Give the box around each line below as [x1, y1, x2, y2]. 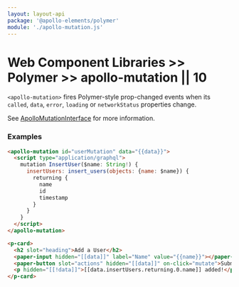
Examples [7, 132, 43, 142]
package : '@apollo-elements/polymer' [7, 17, 119, 24]
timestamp [38, 194, 69, 201]
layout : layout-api [7, 10, 65, 18]
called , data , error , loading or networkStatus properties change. [7, 100, 197, 109]
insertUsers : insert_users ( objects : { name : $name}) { [26, 168, 190, 175]
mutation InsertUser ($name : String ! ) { [20, 161, 139, 168]
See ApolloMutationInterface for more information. [7, 114, 155, 123]
